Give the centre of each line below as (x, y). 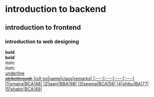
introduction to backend (56, 9)
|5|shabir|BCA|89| (24, 89)
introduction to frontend (43, 27)
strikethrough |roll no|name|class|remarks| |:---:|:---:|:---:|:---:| (70, 78)
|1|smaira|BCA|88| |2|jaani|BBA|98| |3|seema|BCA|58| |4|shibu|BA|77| (77, 84)
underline (15, 73)
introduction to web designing (42, 42)
